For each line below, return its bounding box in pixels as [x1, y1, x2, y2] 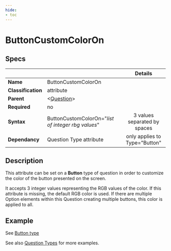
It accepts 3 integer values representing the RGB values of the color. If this [5, 185, 161, 192]
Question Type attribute [47, 136, 104, 143]
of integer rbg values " [47, 121, 100, 128]
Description [5, 156, 43, 165]
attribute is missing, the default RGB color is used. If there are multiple [5, 191, 152, 197]
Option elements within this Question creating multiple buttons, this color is [5, 196, 163, 202]
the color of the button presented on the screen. [5, 175, 106, 181]
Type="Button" [125, 139, 162, 146]
